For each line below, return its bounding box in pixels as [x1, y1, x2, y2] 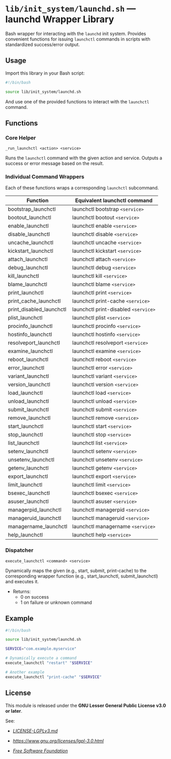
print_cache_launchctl [8, 298, 61, 305]
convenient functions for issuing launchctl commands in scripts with [5, 36, 151, 42]
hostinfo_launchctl [8, 331, 52, 338]
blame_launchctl [8, 281, 48, 288]
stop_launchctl [8, 431, 44, 438]
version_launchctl [8, 381, 50, 388]
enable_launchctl [8, 223, 49, 230]
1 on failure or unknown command [20, 599, 92, 605]
